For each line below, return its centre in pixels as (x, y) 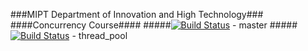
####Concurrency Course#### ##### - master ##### (154, 25)
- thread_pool (99, 35)
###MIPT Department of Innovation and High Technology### (137, 14)
